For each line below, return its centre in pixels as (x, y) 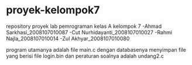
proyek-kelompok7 (53, 10)
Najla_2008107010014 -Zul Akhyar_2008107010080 (68, 38)
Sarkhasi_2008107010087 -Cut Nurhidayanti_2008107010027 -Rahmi (89, 32)
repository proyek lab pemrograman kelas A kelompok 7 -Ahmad (84, 26)
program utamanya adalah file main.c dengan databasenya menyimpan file (96, 49)
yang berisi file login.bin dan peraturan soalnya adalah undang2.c (85, 56)
